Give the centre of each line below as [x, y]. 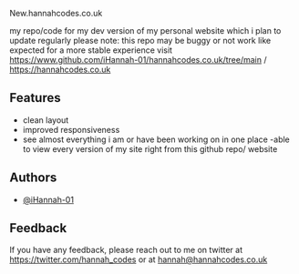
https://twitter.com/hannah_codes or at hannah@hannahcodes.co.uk [139, 259]
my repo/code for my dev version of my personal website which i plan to [145, 30]
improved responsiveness [71, 129]
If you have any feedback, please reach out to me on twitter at [126, 250]
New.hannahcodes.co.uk [56, 13]
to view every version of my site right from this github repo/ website [150, 148]
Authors [33, 178]
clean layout [46, 120]
